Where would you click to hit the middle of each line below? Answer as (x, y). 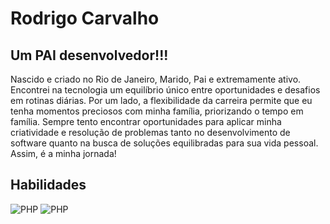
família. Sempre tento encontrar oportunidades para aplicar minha (146, 121)
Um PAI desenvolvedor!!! (89, 55)
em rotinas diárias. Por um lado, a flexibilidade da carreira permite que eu (161, 100)
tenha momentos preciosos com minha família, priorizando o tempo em (157, 111)
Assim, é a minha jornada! (63, 153)
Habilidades (48, 185)
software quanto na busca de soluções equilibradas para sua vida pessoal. (164, 143)
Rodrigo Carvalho (85, 18)
